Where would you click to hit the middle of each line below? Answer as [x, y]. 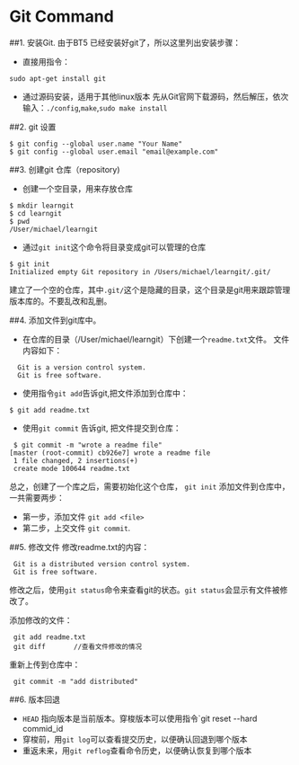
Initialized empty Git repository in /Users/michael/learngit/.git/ [140, 271]
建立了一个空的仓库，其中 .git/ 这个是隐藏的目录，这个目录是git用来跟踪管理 [150, 289]
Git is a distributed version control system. [102, 564]
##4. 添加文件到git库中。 [55, 320]
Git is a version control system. [82, 367]
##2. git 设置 [33, 127]
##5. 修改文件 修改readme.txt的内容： [79, 547]
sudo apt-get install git [57, 78]
